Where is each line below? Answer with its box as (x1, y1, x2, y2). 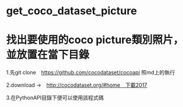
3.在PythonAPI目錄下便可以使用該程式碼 (6, 94, 104, 102)
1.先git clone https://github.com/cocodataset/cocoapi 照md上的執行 (6, 69, 175, 76)
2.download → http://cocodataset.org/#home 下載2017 (6, 81, 147, 89)
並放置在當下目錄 (6, 48, 90, 62)
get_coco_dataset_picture (6, 4, 137, 18)
